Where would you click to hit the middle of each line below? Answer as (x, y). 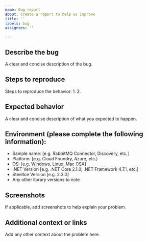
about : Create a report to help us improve (50, 14)
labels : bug (17, 23)
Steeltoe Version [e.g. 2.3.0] (40, 175)
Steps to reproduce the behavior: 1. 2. (43, 91)
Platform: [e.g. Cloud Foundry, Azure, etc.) (55, 159)
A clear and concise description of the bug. (49, 64)
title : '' (15, 19)
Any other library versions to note (46, 180)
